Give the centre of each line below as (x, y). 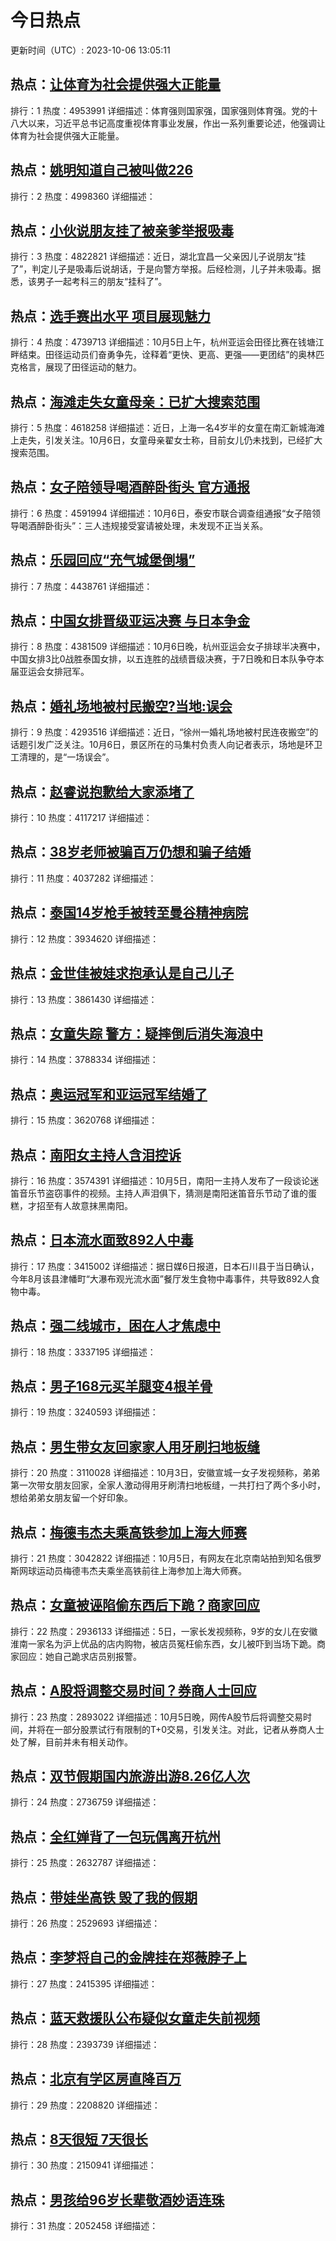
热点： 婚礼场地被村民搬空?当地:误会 (121, 706)
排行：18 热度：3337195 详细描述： (83, 1352)
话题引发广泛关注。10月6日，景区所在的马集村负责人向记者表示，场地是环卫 (166, 745)
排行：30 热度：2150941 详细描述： (83, 2165)
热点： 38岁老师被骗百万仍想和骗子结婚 (131, 852)
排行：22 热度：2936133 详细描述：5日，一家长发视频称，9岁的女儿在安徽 (164, 1631)
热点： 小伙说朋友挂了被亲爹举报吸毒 (122, 230)
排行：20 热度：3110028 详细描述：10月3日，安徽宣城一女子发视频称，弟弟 (165, 1473)
